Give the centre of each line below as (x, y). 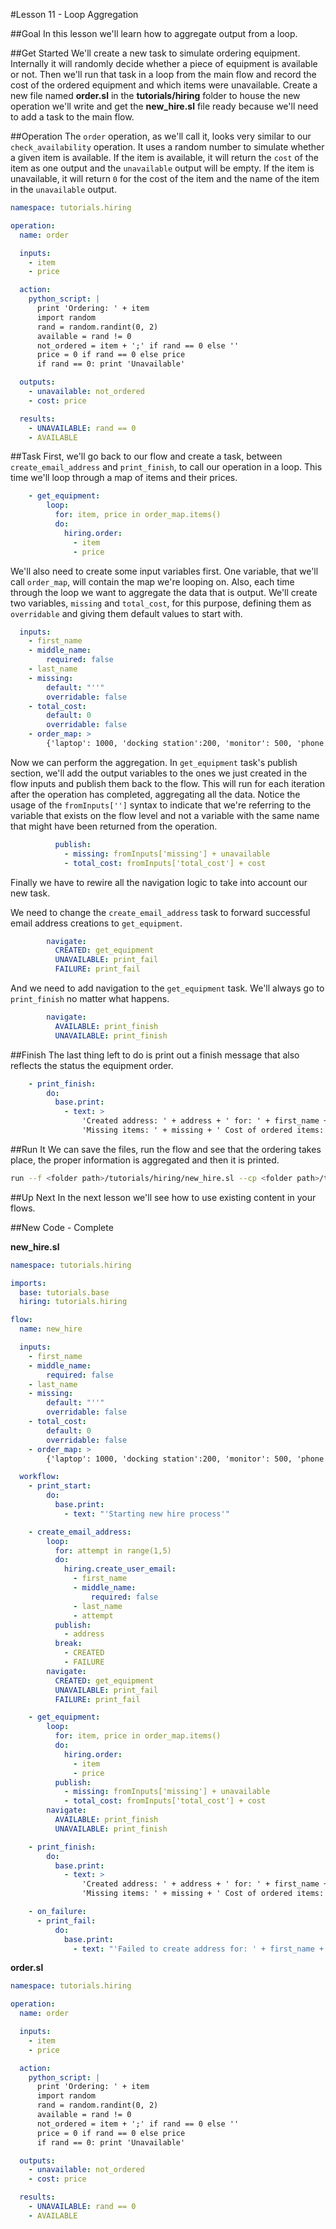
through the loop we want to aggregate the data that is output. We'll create (164, 592)
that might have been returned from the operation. (114, 826)
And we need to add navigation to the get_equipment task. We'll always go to (167, 988)
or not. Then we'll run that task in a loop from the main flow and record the (163, 74)
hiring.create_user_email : (120, 1569)
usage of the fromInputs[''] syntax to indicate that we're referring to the (161, 805)
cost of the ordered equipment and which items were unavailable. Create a (164, 85)
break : (68, 1644)
